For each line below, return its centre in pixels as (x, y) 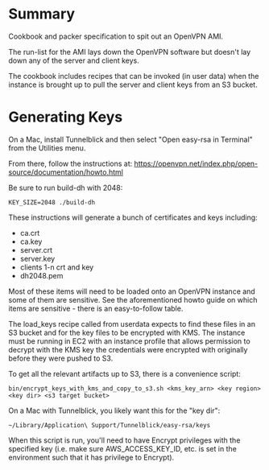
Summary (41, 14)
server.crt (36, 249)
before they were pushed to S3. (61, 358)
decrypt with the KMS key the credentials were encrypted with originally (128, 349)
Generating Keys (66, 117)
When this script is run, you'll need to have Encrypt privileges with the (124, 440)
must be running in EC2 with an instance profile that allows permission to (130, 341)
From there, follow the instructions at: (70, 163)
